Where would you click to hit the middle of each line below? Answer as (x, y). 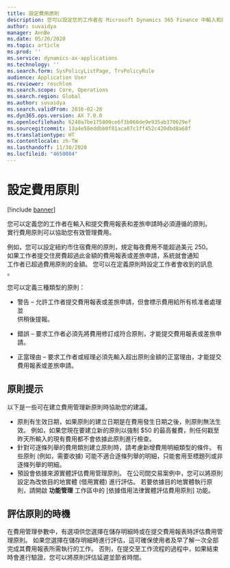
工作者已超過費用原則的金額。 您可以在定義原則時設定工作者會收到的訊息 (110, 264)
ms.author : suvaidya (37, 103)
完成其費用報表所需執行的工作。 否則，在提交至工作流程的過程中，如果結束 (113, 549)
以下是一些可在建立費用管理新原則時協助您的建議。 (79, 407)
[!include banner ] (31, 209)
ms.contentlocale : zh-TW (42, 141)
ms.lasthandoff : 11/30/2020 (47, 148)
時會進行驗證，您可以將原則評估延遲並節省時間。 (76, 558)
